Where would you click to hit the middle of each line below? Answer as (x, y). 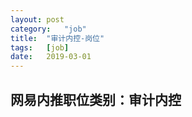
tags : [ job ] (40, 47)
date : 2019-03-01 (51, 57)
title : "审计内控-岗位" (57, 38)
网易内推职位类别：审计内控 (96, 99)
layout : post (37, 19)
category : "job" (48, 29)
